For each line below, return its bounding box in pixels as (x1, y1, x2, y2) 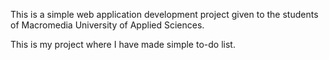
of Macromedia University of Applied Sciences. (10, 19, 205, 31)
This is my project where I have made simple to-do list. (10, 39, 236, 50)
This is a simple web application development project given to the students (10, 9, 319, 20)
